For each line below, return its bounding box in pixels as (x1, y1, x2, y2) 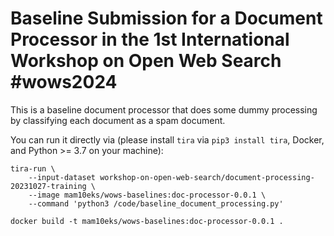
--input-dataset (28, 172, 97, 182)
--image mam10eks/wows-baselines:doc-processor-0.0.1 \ (28, 190, 267, 200)
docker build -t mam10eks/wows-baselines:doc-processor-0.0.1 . (10, 216, 284, 226)
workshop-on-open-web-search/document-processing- (99, 172, 315, 182)
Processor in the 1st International (10, 28, 290, 51)
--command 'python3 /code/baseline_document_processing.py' (28, 198, 284, 209)
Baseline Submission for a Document (10, 7, 323, 30)
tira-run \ (10, 163, 56, 174)
